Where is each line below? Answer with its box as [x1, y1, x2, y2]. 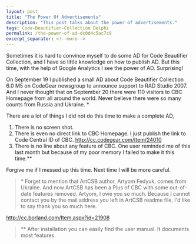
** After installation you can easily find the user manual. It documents [20, 226, 190, 232]
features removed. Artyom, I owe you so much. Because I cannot [32, 190, 190, 197]
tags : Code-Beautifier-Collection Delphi [6, 25, 109, 31]
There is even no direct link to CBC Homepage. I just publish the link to [14, 130, 187, 137]
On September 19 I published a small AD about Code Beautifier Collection [6, 76, 184, 83]
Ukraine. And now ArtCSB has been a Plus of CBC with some [20, 184, 169, 191]
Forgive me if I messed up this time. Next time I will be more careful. [6, 166, 171, 173]
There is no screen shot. [14, 124, 74, 131]
